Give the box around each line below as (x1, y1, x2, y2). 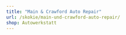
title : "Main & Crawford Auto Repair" (6, 8, 102, 15)
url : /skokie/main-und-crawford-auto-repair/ (6, 14, 120, 20)
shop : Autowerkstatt (6, 20, 57, 26)
